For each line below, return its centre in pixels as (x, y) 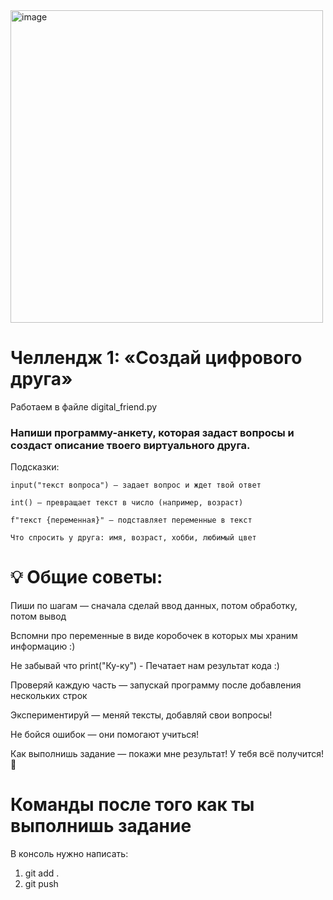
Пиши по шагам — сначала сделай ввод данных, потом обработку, (154, 606)
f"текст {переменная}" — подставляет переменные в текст (131, 520)
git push (41, 884)
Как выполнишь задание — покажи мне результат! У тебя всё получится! (167, 754)
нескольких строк (49, 696)
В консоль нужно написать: (69, 854)
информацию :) (43, 646)
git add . (42, 873)
